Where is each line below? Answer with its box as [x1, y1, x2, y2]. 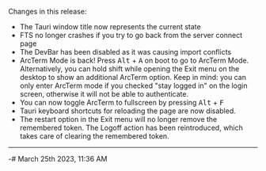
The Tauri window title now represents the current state [19, 22, 201, 31]
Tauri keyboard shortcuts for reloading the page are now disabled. [19, 106, 236, 116]
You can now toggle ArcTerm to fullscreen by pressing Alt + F [19, 98, 224, 107]
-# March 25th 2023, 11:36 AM [8, 154, 108, 163]
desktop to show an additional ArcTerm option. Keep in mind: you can [19, 73, 247, 82]
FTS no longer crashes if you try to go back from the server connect [19, 31, 243, 40]
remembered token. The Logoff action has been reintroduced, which [19, 123, 244, 132]
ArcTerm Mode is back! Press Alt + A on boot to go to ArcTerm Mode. [19, 55, 249, 65]
